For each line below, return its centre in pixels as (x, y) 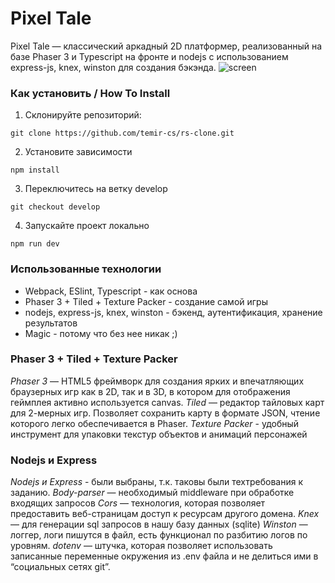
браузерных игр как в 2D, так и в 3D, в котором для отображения (150, 391)
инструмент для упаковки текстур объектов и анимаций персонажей (159, 434)
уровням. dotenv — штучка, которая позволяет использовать (141, 546)
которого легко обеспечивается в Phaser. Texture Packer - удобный (155, 423)
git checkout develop (55, 207)
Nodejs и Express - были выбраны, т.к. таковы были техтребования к (157, 482)
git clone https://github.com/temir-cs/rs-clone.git (122, 133)
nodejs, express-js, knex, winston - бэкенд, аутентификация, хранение (173, 312)
